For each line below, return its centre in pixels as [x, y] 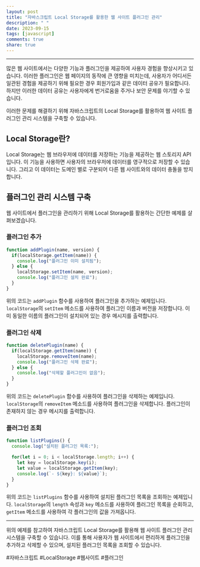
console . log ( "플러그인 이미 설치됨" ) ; [60, 261]
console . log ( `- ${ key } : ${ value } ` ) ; [62, 474]
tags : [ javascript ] [30, 34]
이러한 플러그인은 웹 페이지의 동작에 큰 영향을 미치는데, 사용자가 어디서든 [108, 76]
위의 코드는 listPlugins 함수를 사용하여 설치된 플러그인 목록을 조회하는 [89, 497]
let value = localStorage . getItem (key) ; [68, 468]
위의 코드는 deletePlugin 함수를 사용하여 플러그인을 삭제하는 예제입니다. [90, 396]
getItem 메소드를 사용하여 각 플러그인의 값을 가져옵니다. [71, 512]
